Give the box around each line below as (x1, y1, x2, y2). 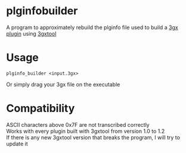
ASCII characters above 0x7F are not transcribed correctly (6, 121, 150, 128)
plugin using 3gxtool (6, 30, 57, 37)
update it (6, 140, 28, 147)
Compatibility (6, 102, 75, 115)
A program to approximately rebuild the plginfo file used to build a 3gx (6, 24, 179, 31)
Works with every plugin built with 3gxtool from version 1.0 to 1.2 (6, 128, 165, 135)
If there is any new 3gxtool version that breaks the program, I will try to (6, 133, 181, 141)
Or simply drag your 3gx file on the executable (6, 81, 120, 88)
